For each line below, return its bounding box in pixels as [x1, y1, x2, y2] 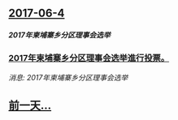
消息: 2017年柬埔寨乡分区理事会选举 [8, 72, 128, 82]
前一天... [8, 99, 52, 113]
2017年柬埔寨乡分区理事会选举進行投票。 [8, 53, 170, 64]
